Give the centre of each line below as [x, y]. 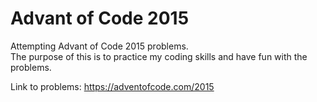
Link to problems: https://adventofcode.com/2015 [112, 86]
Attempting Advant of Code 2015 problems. [99, 46]
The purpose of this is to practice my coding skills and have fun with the [159, 56]
